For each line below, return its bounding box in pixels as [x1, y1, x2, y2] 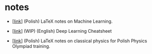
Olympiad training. [12, 43, 51, 49]
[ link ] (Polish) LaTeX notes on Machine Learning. [12, 18, 113, 24]
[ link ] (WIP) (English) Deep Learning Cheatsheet [12, 28, 112, 34]
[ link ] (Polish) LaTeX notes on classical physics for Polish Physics [12, 37, 147, 44]
